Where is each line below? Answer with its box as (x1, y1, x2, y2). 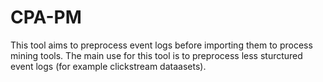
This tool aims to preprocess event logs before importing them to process (10, 39, 313, 51)
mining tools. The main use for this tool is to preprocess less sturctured (10, 49, 303, 61)
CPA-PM (10, 6, 82, 29)
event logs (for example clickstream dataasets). (10, 60, 207, 72)
